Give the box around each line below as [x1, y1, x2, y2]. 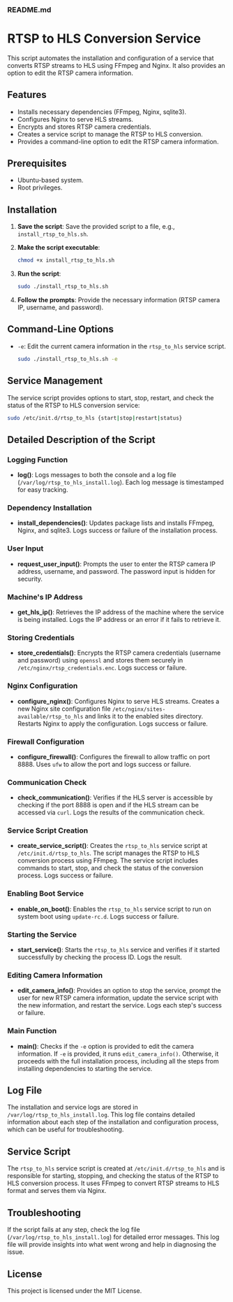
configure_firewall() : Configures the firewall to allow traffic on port [17, 752, 211, 760]
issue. [7, 1247, 24, 1257]
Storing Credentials [7, 632, 75, 642]
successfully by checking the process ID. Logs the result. [17, 953, 183, 961]
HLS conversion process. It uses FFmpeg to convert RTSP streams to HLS [7, 1179, 220, 1187]
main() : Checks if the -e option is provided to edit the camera [17, 1042, 194, 1050]
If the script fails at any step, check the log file [7, 1226, 141, 1234]
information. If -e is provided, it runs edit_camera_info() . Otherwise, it [17, 1049, 219, 1058]
